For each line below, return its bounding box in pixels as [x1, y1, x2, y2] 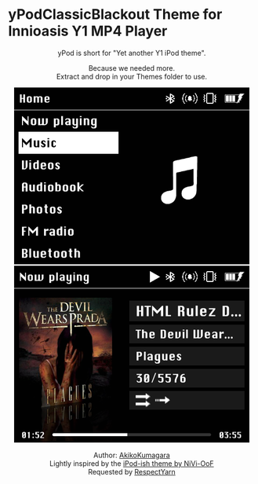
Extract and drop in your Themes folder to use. [56, 71, 208, 81]
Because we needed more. [88, 63, 176, 72]
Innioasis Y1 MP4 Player [8, 22, 168, 40]
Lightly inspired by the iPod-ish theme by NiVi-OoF [49, 458, 214, 468]
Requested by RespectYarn [87, 467, 176, 476]
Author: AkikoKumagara [93, 450, 170, 460]
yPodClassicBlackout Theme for [8, 5, 223, 24]
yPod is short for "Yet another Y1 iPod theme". [57, 48, 206, 57]
